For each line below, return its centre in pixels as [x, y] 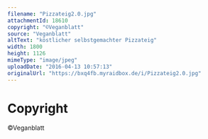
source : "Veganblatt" [39, 34]
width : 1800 [25, 47]
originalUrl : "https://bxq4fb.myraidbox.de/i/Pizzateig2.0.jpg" [104, 73]
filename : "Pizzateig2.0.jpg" [52, 14]
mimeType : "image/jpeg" [43, 60]
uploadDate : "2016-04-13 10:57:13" [60, 67]
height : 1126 [27, 54]
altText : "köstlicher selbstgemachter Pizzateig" [82, 40]
